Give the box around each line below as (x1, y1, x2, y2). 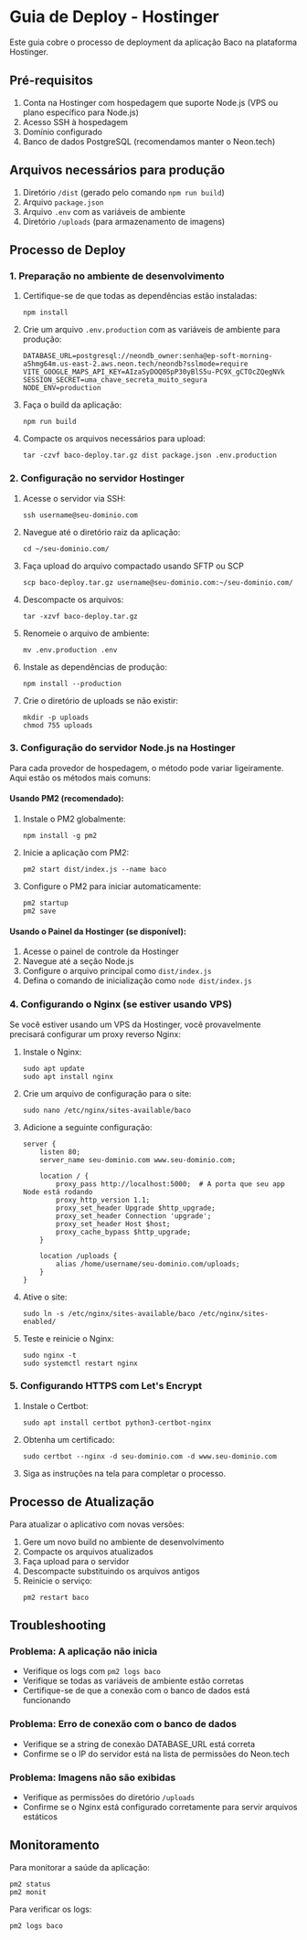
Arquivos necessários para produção (9, 163, 226, 178)
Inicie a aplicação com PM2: (22, 847, 130, 858)
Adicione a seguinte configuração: (22, 1121, 153, 1132)
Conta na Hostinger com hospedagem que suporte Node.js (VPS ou (22, 97, 279, 108)
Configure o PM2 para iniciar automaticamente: (22, 881, 202, 892)
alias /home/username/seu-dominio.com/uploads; (56, 1259, 240, 1268)
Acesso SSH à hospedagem (22, 116, 129, 127)
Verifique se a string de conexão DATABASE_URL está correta (22, 1738, 256, 1749)
